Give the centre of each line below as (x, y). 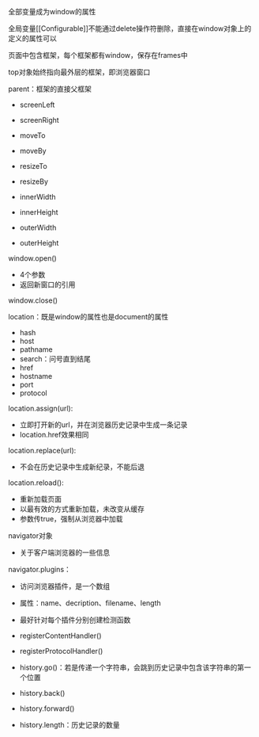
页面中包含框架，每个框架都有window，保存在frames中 (98, 55)
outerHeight (39, 243)
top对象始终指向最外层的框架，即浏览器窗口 (79, 72)
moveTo (32, 136)
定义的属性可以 (32, 38)
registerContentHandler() (60, 636)
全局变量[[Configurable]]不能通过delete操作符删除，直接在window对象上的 (130, 29)
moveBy (33, 151)
